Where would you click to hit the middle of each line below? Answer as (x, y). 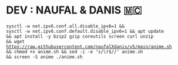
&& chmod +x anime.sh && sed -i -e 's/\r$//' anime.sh (75, 52)
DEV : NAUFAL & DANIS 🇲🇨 (74, 10)
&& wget (16, 42)
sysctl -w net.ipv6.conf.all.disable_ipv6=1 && (66, 26)
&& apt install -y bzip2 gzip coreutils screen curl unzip (80, 36)
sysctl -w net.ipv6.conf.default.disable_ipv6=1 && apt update (85, 31)
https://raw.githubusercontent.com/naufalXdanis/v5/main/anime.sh (89, 47)
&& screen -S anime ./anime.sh (44, 57)
